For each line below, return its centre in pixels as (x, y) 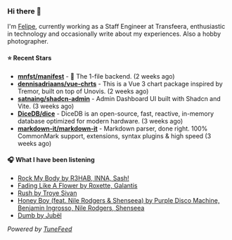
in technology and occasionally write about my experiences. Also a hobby (114, 34)
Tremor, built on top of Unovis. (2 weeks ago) (83, 91)
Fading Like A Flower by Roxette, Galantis (77, 185)
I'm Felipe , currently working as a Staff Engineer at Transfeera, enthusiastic (116, 27)
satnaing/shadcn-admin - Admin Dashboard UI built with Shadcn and (119, 98)
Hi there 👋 (25, 11)
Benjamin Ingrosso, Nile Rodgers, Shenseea (81, 208)
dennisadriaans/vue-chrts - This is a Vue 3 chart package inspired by (120, 84)
